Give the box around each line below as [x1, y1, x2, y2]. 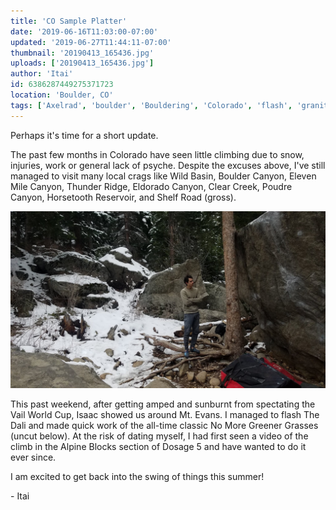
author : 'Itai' [10, 69, 74, 79]
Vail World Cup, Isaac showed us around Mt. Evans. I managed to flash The [10, 409, 320, 421]
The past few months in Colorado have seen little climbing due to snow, [10, 148, 305, 160]
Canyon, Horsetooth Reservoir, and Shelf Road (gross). [10, 191, 237, 203]
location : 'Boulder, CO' [10, 90, 114, 100]
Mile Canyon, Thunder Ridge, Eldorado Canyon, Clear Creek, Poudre [10, 180, 293, 192]
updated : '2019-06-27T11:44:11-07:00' [10, 37, 172, 47]
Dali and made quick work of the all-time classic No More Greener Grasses [10, 420, 319, 432]
